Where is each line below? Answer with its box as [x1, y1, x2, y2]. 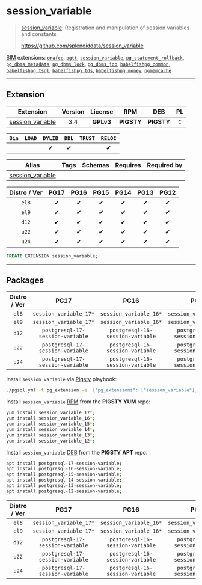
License [90, 107, 114, 115]
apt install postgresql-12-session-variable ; [6, 488, 122, 494]
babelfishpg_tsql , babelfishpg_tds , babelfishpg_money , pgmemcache [6, 66, 172, 73]
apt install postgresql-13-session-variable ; [6, 483, 122, 489]
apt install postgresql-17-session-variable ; [6, 460, 122, 467]
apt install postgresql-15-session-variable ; [6, 471, 122, 477]
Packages [6, 275, 44, 286]
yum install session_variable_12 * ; [6, 438, 96, 444]
